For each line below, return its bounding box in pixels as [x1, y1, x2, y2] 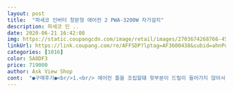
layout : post [7, 10, 45, 17]
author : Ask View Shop [7, 68, 73, 75]
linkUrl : [7, 42, 33, 49]
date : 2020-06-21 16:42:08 [7, 29, 85, 37]
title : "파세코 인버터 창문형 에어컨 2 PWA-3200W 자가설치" [7, 17, 164, 24]
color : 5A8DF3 [7, 55, 49, 62]
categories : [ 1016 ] [7, 49, 64, 56]
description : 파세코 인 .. [7, 23, 80, 30]
